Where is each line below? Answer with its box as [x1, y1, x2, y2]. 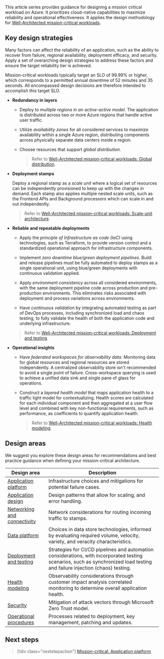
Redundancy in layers [12, 97, 58, 103]
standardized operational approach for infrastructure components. [19, 245, 153, 251]
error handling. [48, 497, 82, 504]
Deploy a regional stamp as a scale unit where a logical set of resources [12, 180, 157, 186]
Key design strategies [5, 34, 73, 42]
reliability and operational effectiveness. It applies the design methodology [5, 15, 155, 20]
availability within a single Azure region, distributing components [19, 132, 150, 138]
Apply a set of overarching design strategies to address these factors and [5, 57, 153, 63]
